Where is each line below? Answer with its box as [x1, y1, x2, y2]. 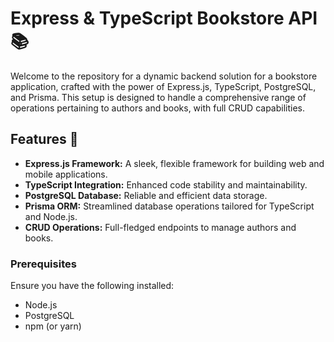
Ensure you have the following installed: [10, 280, 175, 292]
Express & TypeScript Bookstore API [10, 7, 318, 30]
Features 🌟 [10, 131, 79, 148]
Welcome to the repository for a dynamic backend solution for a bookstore [10, 70, 318, 82]
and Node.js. [24, 210, 78, 222]
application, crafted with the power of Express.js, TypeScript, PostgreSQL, [10, 80, 317, 92]
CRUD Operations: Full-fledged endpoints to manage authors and [24, 221, 297, 233]
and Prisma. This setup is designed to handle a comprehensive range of [10, 91, 307, 103]
